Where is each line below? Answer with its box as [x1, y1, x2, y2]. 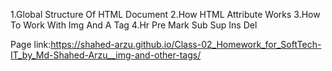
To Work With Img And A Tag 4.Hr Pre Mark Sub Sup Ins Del [10, 19, 258, 31]
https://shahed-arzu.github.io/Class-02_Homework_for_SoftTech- [50, 39, 322, 50]
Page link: [10, 39, 52, 50]
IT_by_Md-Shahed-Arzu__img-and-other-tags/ [10, 49, 202, 61]
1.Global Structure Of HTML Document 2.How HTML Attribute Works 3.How [10, 9, 321, 20]
